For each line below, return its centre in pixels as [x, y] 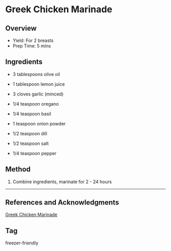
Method [18, 169]
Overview [21, 28]
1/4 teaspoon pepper [35, 153]
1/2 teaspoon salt [31, 143]
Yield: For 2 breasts [33, 40]
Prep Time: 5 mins [32, 46]
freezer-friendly [22, 243]
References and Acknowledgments [62, 203]
